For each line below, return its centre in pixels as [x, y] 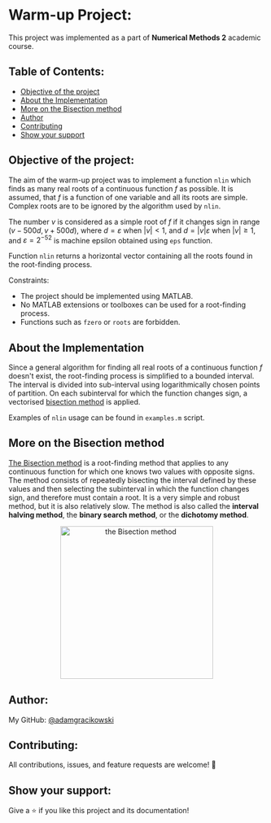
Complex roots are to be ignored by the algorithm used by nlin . [115, 206]
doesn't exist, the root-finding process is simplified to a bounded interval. [131, 376]
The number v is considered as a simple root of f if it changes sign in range [134, 221]
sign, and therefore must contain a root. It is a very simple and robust [124, 497]
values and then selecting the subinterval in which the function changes [129, 488]
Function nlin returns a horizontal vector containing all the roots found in [131, 256]
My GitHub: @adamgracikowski [61, 720]
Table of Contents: [57, 72]
